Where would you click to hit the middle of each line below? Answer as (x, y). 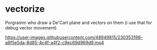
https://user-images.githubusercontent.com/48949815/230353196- (74, 37)
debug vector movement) (31, 27)
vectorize (25, 9)
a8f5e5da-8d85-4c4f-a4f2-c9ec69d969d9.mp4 (55, 42)
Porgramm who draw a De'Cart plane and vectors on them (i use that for (78, 23)
